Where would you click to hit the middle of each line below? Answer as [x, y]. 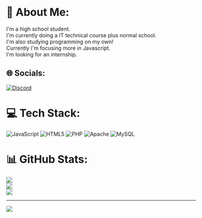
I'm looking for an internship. [42, 54]
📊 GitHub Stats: [47, 159]
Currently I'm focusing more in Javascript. [58, 48]
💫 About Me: [38, 12]
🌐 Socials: [26, 74]
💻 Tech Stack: [43, 113]
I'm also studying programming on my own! [60, 41]
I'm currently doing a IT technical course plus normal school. [81, 35]
